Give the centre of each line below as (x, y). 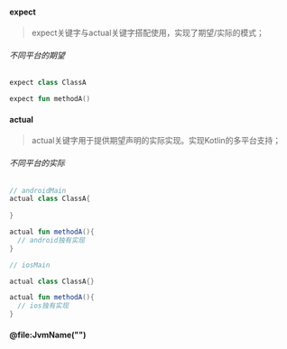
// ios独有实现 (43, 306)
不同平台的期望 (37, 55)
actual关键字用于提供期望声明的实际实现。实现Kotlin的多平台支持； (156, 141)
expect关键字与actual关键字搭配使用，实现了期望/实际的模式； (148, 33)
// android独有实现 (51, 240)
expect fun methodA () (50, 99)
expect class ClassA (48, 83)
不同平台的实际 (37, 162)
